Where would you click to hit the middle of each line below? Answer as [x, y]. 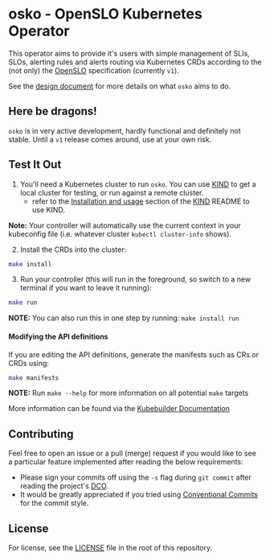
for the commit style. [54, 503]
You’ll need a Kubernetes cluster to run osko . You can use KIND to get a [138, 184]
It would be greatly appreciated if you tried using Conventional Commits [139, 495]
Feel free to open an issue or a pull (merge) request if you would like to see [133, 453]
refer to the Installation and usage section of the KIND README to [141, 201]
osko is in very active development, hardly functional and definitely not [125, 130]
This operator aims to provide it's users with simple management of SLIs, [129, 53]
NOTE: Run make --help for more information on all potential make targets [129, 393]
